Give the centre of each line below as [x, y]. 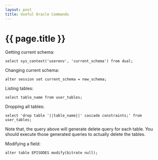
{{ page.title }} [35, 39]
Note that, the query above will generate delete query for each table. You [79, 129]
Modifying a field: [23, 144]
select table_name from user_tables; [44, 97]
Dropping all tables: [25, 107]
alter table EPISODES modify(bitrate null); [51, 153]
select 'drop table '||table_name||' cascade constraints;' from [73, 116]
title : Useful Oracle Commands [37, 14]
